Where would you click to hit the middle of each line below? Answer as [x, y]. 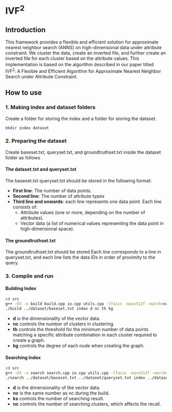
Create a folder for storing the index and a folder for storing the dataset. [81, 118]
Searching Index [23, 357]
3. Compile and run [29, 276]
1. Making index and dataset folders [50, 107]
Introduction [26, 29]
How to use [24, 93]
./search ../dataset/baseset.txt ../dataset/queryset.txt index [75, 378]
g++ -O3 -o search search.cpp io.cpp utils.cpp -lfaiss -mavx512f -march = [87, 373]
